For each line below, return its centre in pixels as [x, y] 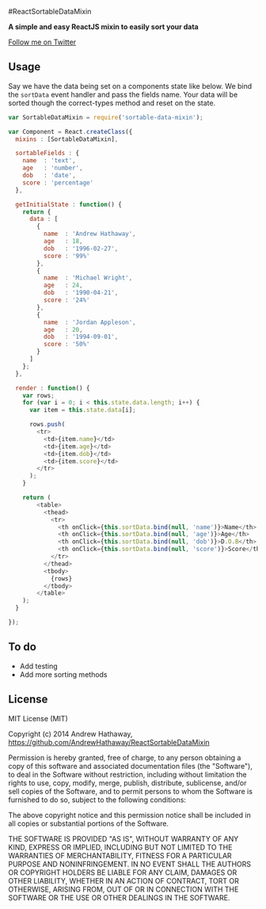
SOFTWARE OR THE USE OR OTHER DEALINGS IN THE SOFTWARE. [119, 897]
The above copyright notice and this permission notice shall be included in [129, 815]
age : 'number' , [53, 168]
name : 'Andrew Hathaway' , [89, 234]
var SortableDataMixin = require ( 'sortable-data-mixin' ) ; [106, 117]
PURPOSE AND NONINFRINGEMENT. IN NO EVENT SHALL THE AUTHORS [130, 864]
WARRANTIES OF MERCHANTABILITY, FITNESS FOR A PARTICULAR [120, 855]
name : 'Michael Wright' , [88, 278]
